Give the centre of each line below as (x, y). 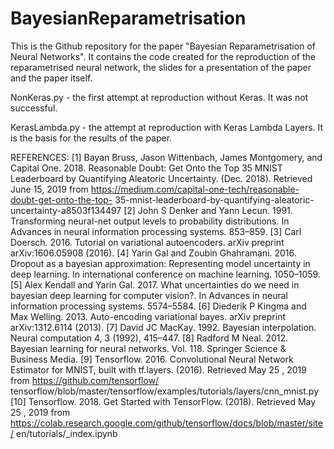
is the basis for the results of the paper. (91, 138)
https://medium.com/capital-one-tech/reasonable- (195, 189)
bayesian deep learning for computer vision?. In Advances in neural (149, 295)
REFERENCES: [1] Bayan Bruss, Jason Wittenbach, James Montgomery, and (166, 157)
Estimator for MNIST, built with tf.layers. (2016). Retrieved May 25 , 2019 (158, 369)
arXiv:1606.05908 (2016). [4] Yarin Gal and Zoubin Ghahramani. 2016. (153, 253)
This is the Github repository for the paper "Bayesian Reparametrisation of (163, 46)
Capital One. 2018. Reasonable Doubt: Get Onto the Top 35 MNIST (146, 168)
